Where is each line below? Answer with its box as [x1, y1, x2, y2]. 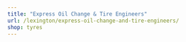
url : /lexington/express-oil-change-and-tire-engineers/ [7, 17, 180, 24]
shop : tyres [7, 23, 43, 31]
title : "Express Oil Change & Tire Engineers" [7, 10, 148, 18]
